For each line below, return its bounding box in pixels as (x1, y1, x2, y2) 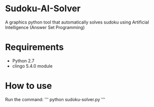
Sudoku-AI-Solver (5, 3, 81, 14)
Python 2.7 (12, 57, 34, 64)
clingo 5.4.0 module (12, 63, 53, 69)
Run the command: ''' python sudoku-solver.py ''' (5, 96, 106, 102)
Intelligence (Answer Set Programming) (5, 24, 85, 30)
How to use (5, 80, 52, 91)
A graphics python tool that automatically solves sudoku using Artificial (5, 19, 149, 25)
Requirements (5, 42, 64, 53)
